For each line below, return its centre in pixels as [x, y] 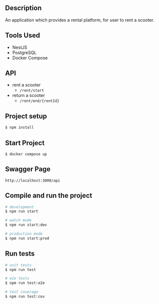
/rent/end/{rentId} [40, 101]
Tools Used [23, 36]
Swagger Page [28, 169]
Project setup [26, 116]
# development [20, 207]
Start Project [25, 143]
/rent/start [32, 91]
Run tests [20, 254]
